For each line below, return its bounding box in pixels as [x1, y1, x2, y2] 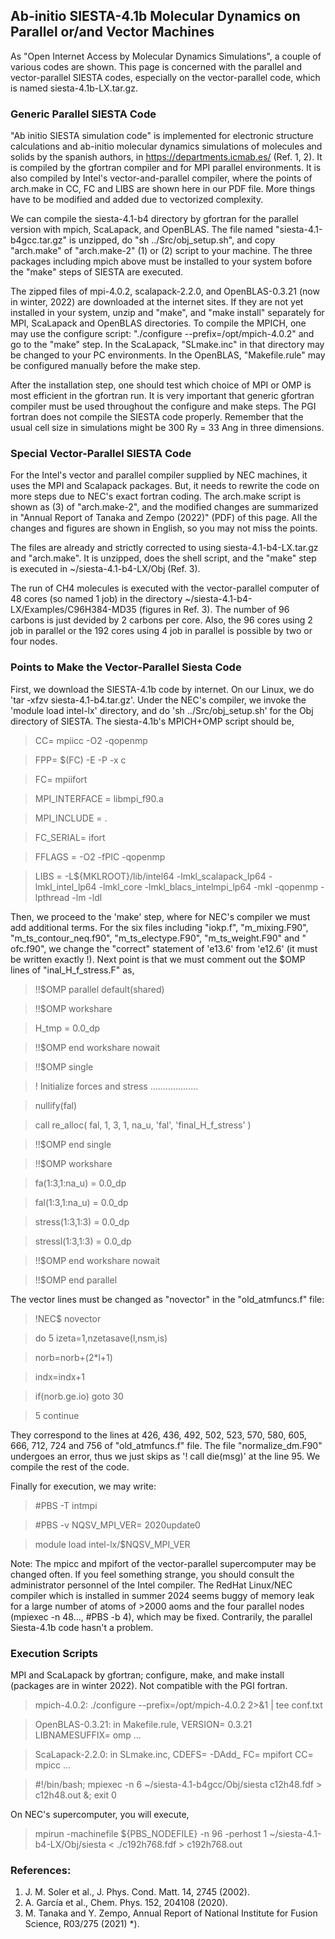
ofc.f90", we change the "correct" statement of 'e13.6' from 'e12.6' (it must [10, 942, 318, 954]
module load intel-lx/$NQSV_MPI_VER [34, 1538, 191, 1550]
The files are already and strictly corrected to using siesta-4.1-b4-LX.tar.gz [10, 542, 319, 554]
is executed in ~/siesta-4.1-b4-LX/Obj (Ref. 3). [10, 563, 201, 575]
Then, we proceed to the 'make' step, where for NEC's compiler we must [10, 910, 311, 923]
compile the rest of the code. [10, 1460, 130, 1473]
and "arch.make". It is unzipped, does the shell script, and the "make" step [10, 552, 317, 564]
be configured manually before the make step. [10, 360, 201, 372]
